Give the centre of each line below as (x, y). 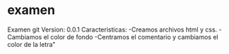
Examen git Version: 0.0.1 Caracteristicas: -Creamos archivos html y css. (112, 29)
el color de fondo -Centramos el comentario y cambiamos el (131, 36)
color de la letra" (32, 44)
